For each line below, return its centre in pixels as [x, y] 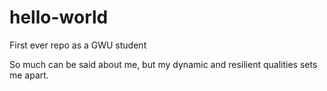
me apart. [29, 75]
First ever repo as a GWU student [78, 45]
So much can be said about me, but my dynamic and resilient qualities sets [163, 64]
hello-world [59, 17]
